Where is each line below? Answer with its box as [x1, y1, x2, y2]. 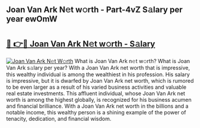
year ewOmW [6, 14, 58, 24]
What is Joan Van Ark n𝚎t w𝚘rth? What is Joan [74, 58, 190, 64]
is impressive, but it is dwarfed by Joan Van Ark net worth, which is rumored [6, 77, 194, 84]
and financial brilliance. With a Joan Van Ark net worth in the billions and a [6, 102, 189, 110]
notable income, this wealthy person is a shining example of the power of [6, 109, 186, 115]
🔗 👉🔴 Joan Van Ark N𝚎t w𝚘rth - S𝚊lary [6, 39, 155, 49]
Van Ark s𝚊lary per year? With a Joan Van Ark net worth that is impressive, [6, 64, 190, 71]
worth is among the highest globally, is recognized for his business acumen [6, 96, 192, 103]
